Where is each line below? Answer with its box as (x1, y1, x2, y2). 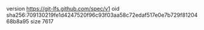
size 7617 (30, 18, 54, 25)
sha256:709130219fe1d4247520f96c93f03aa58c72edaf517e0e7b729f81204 (6, 11, 198, 19)
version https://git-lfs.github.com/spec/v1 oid (6, 5, 120, 12)
